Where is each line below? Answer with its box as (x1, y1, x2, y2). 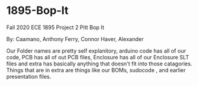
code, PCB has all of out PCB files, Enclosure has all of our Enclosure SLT (6, 53, 190, 61)
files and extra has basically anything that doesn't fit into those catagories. (6, 60, 193, 67)
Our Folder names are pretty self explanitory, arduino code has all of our (6, 47, 186, 55)
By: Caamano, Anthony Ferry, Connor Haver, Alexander (6, 35, 144, 42)
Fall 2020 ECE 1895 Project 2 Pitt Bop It (6, 24, 105, 31)
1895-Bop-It (6, 4, 68, 18)
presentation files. (6, 73, 51, 80)
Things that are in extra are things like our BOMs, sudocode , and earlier (6, 66, 186, 73)
